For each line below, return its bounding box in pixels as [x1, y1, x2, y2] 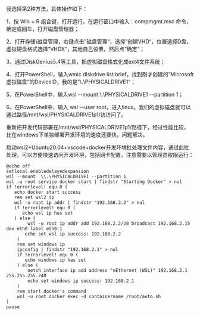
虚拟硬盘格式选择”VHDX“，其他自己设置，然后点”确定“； [6, 45, 145, 52]
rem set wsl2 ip [14, 194, 55, 200]
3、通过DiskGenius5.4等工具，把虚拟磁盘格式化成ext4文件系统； [6, 58, 165, 65]
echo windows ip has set [24, 257, 86, 263]
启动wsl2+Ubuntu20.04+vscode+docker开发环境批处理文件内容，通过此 [6, 144, 185, 151]
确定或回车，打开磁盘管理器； [6, 26, 79, 32]
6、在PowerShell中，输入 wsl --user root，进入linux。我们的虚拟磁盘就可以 [6, 104, 191, 110]
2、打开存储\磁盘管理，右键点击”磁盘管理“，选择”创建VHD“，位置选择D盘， [6, 38, 192, 45]
